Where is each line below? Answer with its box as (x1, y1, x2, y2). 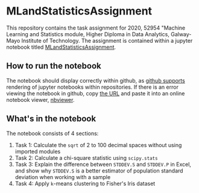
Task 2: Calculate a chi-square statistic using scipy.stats (14, 154, 158, 161)
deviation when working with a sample (14, 173, 111, 180)
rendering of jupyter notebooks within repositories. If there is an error (6, 83, 179, 90)
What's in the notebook (6, 113, 96, 124)
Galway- (171, 30, 192, 37)
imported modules (14, 148, 61, 155)
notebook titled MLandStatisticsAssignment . (6, 43, 116, 51)
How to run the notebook (6, 61, 101, 71)
